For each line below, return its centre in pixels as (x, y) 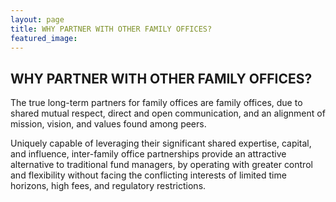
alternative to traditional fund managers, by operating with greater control (161, 165)
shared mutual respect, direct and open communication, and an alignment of (168, 113)
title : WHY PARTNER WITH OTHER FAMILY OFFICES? (111, 29)
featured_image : (44, 38)
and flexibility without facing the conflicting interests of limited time (148, 175)
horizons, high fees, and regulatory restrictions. (108, 186)
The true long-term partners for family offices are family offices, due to (156, 103)
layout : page (37, 19)
